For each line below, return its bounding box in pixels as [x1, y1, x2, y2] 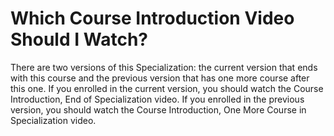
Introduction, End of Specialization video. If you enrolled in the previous [10, 93, 305, 105]
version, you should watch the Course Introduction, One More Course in [10, 103, 307, 116]
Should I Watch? [10, 28, 148, 51]
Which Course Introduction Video [10, 7, 295, 30]
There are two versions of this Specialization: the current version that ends [10, 61, 318, 73]
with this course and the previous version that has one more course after [10, 72, 310, 84]
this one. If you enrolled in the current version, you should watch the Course [10, 82, 324, 94]
